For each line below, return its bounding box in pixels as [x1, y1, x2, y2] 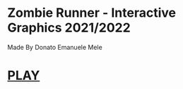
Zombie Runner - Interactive [7, 5, 177, 21]
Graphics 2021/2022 [7, 20, 131, 36]
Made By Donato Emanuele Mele [7, 43, 102, 51]
